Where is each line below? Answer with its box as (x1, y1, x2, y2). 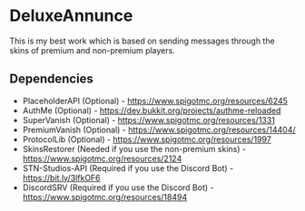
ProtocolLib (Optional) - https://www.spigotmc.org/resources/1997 (22, 133, 272, 145)
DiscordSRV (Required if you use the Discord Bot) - (22, 182, 214, 193)
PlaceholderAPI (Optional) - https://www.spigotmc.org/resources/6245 (22, 95, 289, 106)
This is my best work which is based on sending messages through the (9, 35, 275, 46)
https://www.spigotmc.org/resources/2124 (22, 153, 182, 164)
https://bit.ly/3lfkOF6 (22, 172, 102, 183)
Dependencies (9, 72, 93, 87)
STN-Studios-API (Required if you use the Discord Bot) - (22, 162, 234, 173)
